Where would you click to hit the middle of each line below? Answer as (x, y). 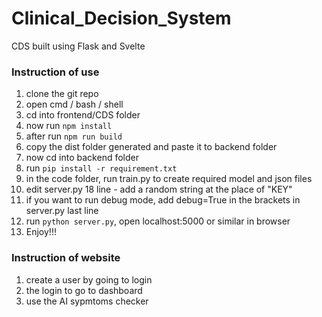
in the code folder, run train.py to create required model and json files (169, 179)
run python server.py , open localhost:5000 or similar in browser (158, 221)
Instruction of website (66, 258)
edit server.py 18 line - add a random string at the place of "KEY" (159, 189)
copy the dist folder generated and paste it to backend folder (151, 147)
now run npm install (69, 126)
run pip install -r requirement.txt (101, 168)
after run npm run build (74, 136)
